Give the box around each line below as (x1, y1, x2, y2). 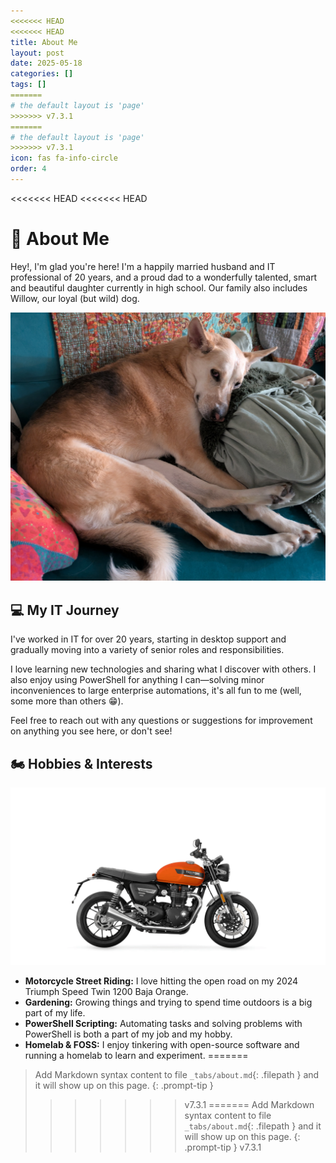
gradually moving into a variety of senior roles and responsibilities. (10, 644, 285, 656)
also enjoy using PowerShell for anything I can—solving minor (10, 674, 265, 686)
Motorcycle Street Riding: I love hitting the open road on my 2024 (24, 975, 299, 987)
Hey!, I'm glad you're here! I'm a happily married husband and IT (10, 260, 276, 272)
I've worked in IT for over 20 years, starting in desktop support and (10, 633, 287, 645)
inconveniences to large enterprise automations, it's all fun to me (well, (10, 685, 302, 697)
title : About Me (10, 37, 78, 47)
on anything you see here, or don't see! (10, 725, 173, 737)
